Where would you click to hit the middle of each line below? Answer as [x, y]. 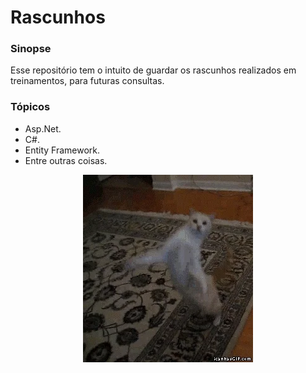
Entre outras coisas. [66, 160]
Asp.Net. [43, 128]
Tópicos [30, 107]
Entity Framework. [62, 150]
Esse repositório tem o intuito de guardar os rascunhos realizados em [153, 70]
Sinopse [31, 49]
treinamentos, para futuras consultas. [87, 81]
